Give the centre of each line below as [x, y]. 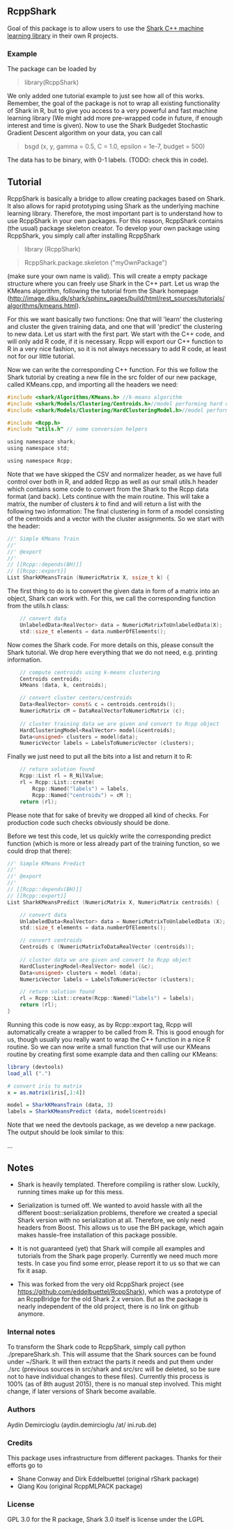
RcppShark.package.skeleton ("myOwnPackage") [95, 262]
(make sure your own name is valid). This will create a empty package [107, 276]
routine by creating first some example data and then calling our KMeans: [112, 1054]
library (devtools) [36, 1067]
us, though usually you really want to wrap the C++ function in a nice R [109, 1039]
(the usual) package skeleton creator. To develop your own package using [114, 228]
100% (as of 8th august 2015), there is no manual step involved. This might [114, 1384]
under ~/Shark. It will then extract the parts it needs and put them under [110, 1362]
